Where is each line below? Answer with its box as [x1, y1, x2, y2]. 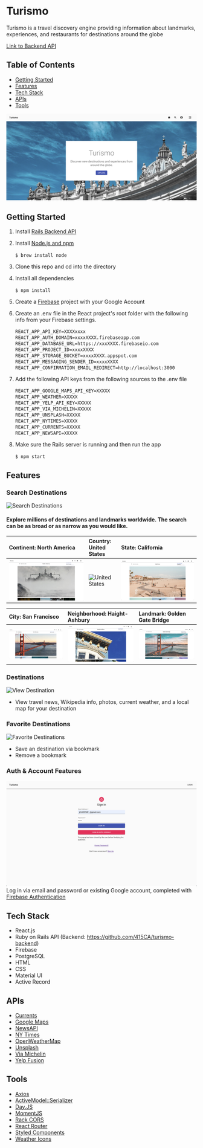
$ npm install [14, 288, 51, 294]
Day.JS [14, 1103, 33, 1110]
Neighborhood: [67, 610, 107, 617]
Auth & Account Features [6, 767, 82, 775]
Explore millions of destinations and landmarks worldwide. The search [6, 515, 187, 523]
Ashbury [67, 616, 91, 624]
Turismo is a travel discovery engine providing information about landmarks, [6, 24, 196, 31]
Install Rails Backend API [14, 228, 77, 235]
